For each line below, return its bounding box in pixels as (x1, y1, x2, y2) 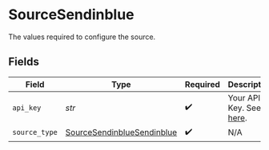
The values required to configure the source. (8, 32, 156, 41)
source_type (12, 128, 58, 137)
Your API (227, 92, 261, 103)
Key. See (227, 102, 262, 113)
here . (227, 112, 247, 123)
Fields (8, 55, 40, 69)
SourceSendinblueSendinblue (65, 127, 178, 138)
